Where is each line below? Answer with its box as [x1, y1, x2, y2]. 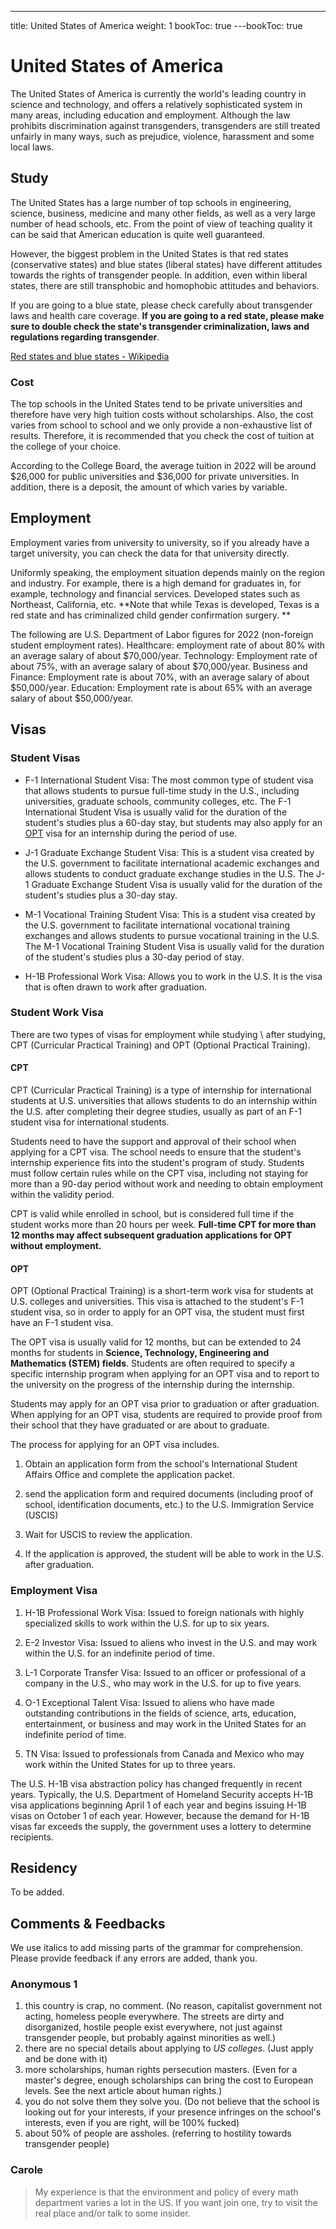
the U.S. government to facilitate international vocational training [24, 919, 291, 931]
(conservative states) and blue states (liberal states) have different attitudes [10, 258, 323, 270]
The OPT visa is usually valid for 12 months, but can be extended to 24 [10, 1336, 302, 1348]
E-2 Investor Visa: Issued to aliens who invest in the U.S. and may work [24, 1636, 318, 1648]
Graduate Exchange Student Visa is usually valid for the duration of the [31, 878, 323, 890]
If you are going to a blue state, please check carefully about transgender [10, 299, 313, 311]
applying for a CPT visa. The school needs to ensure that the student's [10, 1146, 302, 1158]
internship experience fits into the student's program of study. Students [10, 1157, 305, 1169]
